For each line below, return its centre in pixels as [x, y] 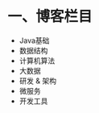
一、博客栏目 [50, 17]
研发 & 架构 [38, 81]
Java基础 [34, 40]
